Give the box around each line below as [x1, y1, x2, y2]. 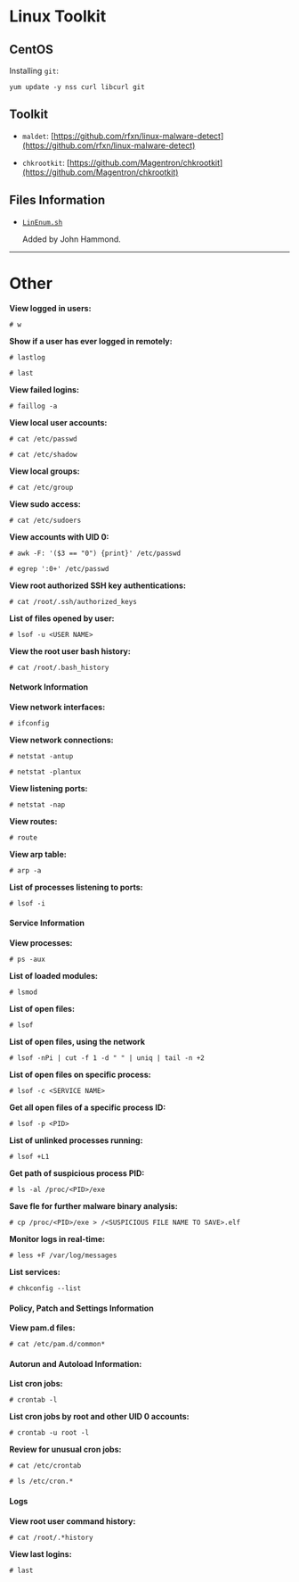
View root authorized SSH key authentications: [9, 580, 187, 591]
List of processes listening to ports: [9, 882, 143, 892]
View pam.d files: [9, 1322, 76, 1333]
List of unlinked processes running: [9, 1135, 143, 1146]
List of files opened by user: [9, 613, 115, 624]
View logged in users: [9, 302, 92, 313]
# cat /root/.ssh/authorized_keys [9, 597, 138, 606]
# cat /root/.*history [9, 1533, 93, 1542]
